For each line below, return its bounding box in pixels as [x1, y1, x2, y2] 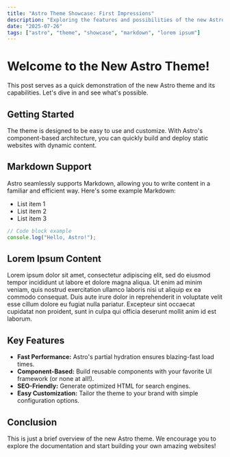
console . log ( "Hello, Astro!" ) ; [7, 234, 97, 240]
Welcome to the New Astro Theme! [7, 59, 210, 74]
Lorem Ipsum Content [7, 253, 101, 264]
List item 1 [16, 199, 46, 208]
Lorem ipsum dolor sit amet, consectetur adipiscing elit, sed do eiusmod [7, 271, 211, 280]
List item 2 [16, 207, 47, 215]
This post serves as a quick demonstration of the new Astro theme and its [7, 82, 216, 90]
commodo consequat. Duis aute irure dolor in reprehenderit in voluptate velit [7, 293, 222, 301]
